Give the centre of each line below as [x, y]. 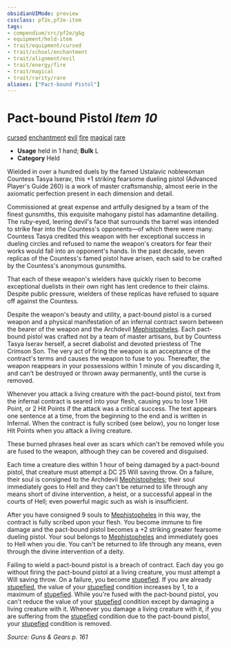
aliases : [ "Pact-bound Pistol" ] [53, 84]
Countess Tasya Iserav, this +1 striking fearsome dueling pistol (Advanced [112, 179]
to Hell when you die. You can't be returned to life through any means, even [114, 544]
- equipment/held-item [40, 39]
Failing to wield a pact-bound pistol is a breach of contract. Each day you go [115, 565]
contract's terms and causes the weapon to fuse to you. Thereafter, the [109, 359]
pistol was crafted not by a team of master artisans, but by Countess [124, 336]
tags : [15, 26]
